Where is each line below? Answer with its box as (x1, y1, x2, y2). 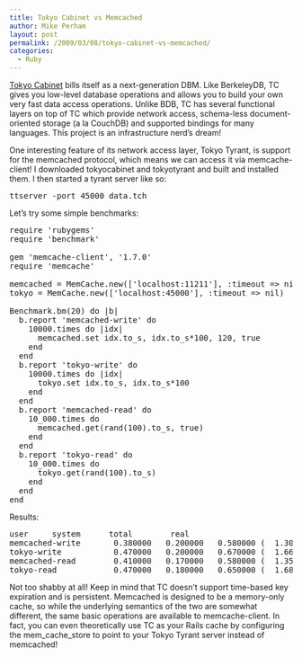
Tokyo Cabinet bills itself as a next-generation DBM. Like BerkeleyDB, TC (9, 80, 280, 90)
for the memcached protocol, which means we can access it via (9, 155, 246, 164)
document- (250, 109, 291, 119)
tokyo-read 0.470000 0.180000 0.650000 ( (9, 565, 266, 575)
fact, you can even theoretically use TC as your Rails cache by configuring (9, 620, 285, 630)
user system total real (9, 529, 191, 539)
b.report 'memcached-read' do (18, 405, 152, 414)
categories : (9, 47, 54, 56)
